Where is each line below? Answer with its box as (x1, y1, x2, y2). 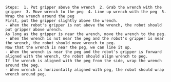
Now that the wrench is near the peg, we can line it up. (5, 45, 132, 50)
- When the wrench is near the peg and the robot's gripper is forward (5, 49, 162, 54)
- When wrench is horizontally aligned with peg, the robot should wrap (5, 67, 164, 72)
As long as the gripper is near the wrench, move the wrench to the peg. (5, 32, 167, 37)
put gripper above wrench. (5, 27, 63, 32)
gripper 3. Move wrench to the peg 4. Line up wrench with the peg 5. (5, 9, 167, 14)
